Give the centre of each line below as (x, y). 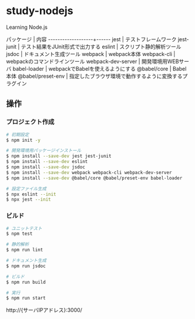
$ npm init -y (23, 140)
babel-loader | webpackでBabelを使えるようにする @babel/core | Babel (100, 68)
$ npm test (19, 234)
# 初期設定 (18, 134)
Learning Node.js (27, 27)
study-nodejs (40, 11)
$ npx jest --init (28, 200)
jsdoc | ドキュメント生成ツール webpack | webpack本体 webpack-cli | (91, 54)
